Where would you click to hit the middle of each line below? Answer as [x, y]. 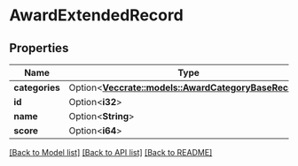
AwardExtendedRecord [96, 15]
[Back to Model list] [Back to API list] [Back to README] [111, 152]
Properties [39, 48]
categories [37, 87]
